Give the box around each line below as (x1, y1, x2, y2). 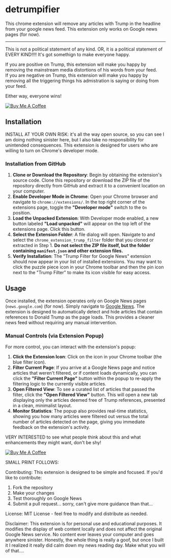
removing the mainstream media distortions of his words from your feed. (5, 66, 157, 72)
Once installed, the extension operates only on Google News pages (5, 298, 147, 304)
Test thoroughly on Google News (12, 495, 82, 501)
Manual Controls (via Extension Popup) (5, 332, 104, 339)
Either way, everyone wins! (5, 93, 62, 99)
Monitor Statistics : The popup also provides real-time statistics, (12, 408, 148, 414)
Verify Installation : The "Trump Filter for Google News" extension (12, 253, 151, 259)
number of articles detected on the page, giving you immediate (12, 419, 145, 425)
